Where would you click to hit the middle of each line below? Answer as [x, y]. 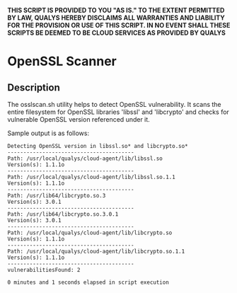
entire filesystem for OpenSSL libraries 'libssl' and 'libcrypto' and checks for [118, 112]
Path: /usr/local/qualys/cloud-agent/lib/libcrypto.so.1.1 [96, 251]
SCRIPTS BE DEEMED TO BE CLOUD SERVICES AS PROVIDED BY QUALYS [117, 33]
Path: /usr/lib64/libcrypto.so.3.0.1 [63, 214]
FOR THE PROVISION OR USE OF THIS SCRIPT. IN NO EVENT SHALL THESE [119, 25]
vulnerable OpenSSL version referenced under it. [79, 119]
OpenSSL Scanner [62, 61]
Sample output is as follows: [48, 133]
